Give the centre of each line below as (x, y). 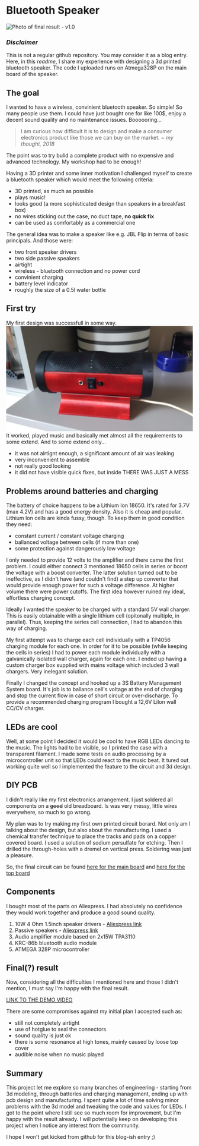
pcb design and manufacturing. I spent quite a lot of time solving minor (93, 1100)
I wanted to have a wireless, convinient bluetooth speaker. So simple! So (94, 107)
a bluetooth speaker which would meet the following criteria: (80, 180)
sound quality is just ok (43, 1035)
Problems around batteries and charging (82, 491)
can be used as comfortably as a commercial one (75, 223)
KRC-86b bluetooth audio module (56, 943)
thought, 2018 (38, 144)
